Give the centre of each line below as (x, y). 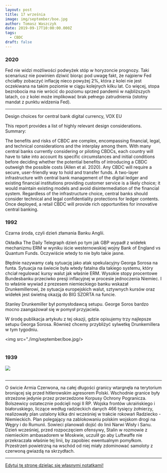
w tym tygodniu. (22, 330)
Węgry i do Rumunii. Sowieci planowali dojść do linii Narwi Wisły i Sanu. (79, 424)
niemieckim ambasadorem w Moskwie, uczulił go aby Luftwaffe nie (74, 435)
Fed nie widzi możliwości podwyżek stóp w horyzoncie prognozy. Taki (77, 71)
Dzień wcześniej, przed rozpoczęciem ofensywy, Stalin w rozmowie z (76, 430)
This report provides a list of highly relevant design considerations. (74, 126)
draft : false (19, 42)
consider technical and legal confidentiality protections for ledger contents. (82, 199)
